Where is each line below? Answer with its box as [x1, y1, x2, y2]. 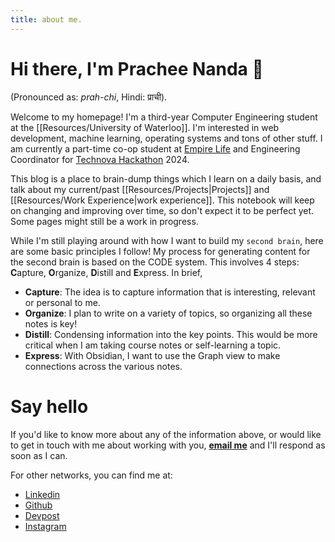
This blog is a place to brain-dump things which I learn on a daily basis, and [10, 172, 322, 185]
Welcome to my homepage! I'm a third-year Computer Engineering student [10, 111, 318, 123]
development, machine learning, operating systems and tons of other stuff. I [10, 132, 323, 144]
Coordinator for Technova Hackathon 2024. [10, 153, 190, 165]
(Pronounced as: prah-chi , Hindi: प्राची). [10, 91, 168, 103]
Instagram [24, 520, 67, 532]
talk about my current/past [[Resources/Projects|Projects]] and [10, 183, 270, 195]
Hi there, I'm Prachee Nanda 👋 [10, 57, 264, 80]
